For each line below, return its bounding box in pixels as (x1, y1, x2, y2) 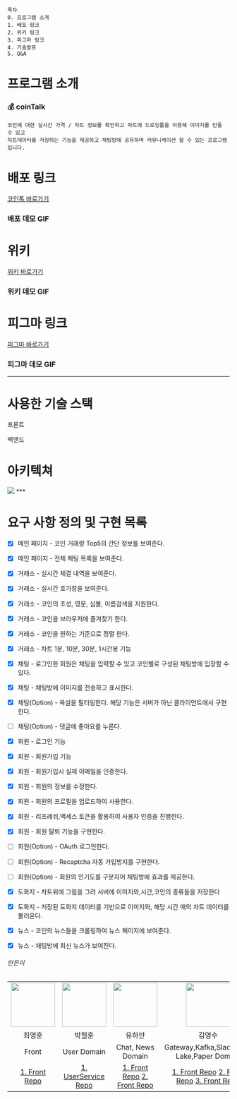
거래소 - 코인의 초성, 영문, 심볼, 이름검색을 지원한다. (17, 599, 160, 608)
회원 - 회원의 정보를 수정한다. (17, 782, 98, 791)
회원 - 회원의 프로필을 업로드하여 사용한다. (17, 797, 134, 806)
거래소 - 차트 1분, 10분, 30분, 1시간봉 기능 (17, 644, 132, 653)
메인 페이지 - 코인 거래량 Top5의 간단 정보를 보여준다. (17, 539, 165, 548)
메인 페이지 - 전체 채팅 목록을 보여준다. (17, 554, 124, 563)
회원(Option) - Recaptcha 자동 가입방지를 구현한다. (17, 857, 160, 866)
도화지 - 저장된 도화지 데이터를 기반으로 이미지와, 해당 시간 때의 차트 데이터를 (17, 902, 229, 911)
